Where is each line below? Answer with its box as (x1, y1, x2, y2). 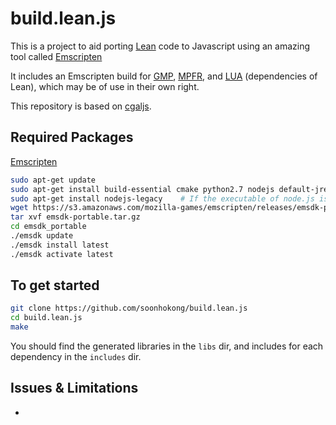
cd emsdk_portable (10, 222, 87, 232)
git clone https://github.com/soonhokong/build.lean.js (10, 303, 248, 314)
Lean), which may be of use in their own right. (10, 80, 200, 92)
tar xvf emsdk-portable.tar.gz (10, 212, 141, 222)
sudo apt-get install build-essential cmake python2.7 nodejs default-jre (10, 184, 329, 194)
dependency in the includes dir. (10, 351, 142, 363)
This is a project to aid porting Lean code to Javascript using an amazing (10, 40, 311, 52)
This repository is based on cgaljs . (10, 100, 152, 112)
